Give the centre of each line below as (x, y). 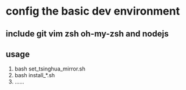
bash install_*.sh (35, 75)
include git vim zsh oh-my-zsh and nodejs (87, 34)
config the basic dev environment (93, 11)
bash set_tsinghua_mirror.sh (50, 69)
